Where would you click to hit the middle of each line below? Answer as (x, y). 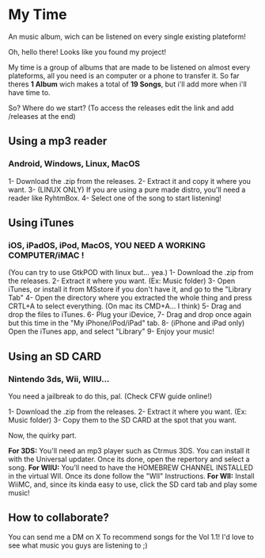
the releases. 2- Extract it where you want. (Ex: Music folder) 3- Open (122, 281)
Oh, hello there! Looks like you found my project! (87, 52)
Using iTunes (41, 223)
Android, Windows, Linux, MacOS (74, 164)
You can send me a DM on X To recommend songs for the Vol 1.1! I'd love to (131, 537)
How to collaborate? (59, 518)
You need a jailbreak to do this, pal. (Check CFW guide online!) (110, 396)
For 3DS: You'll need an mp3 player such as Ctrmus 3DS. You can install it (129, 451)
